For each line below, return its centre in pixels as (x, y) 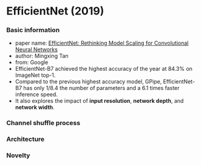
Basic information (33, 30)
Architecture (26, 139)
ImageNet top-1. (35, 75)
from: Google (32, 62)
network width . (35, 108)
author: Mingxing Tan (42, 56)
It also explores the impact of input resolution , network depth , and (99, 101)
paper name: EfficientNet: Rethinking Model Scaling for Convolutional (102, 43)
